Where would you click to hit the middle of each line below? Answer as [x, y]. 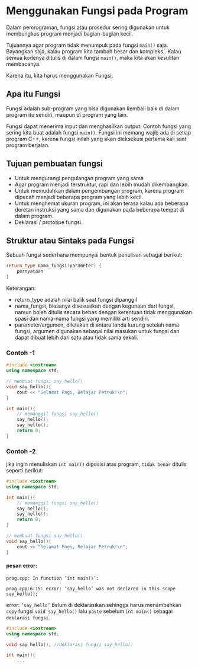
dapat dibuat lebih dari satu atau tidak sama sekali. [77, 337]
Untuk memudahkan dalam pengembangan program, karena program [99, 190]
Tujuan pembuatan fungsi [55, 164]
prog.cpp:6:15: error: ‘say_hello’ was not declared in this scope [91, 589]
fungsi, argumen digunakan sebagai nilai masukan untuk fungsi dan [97, 331]
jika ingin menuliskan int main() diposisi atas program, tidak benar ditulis [97, 464]
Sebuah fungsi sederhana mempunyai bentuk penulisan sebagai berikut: [94, 255]
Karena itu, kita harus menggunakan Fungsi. [60, 75]
